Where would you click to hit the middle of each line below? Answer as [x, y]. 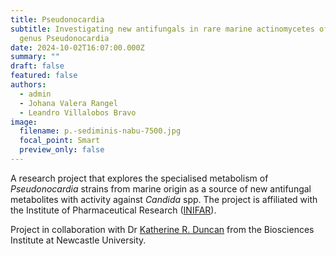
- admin [35, 94]
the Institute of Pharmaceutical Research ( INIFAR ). [113, 210]
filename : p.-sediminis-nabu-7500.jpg [100, 131]
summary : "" [35, 57]
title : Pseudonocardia [57, 19]
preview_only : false [62, 150]
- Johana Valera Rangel [68, 103]
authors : [28, 85]
